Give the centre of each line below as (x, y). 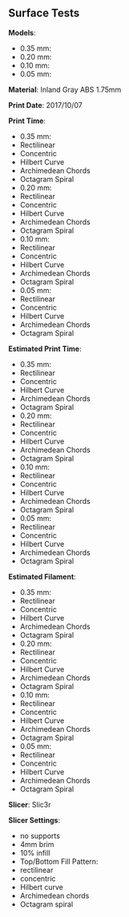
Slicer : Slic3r (30, 804)
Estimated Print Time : (45, 349)
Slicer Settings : (34, 820)
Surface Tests (44, 13)
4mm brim (37, 844)
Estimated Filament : (42, 576)
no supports (40, 836)
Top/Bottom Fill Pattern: (59, 861)
